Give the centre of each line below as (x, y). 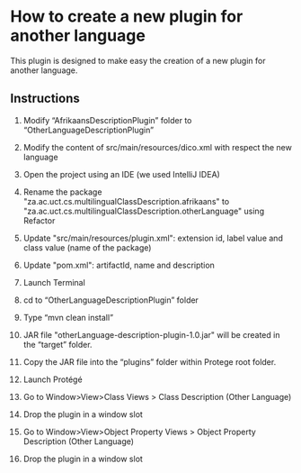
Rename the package (62, 192)
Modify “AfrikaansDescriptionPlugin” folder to (107, 120)
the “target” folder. (58, 344)
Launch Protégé (53, 379)
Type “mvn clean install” (68, 317)
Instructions (45, 99)
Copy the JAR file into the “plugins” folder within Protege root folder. (150, 361)
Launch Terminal (54, 282)
